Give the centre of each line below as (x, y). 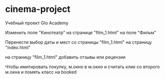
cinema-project (38, 9)
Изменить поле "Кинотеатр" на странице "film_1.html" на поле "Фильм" (81, 32)
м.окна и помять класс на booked (41, 72)
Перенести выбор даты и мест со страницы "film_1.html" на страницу (79, 42)
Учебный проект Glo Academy (37, 23)
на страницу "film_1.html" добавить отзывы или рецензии (65, 57)
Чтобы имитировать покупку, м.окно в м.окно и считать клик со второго (82, 67)
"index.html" (18, 47)
